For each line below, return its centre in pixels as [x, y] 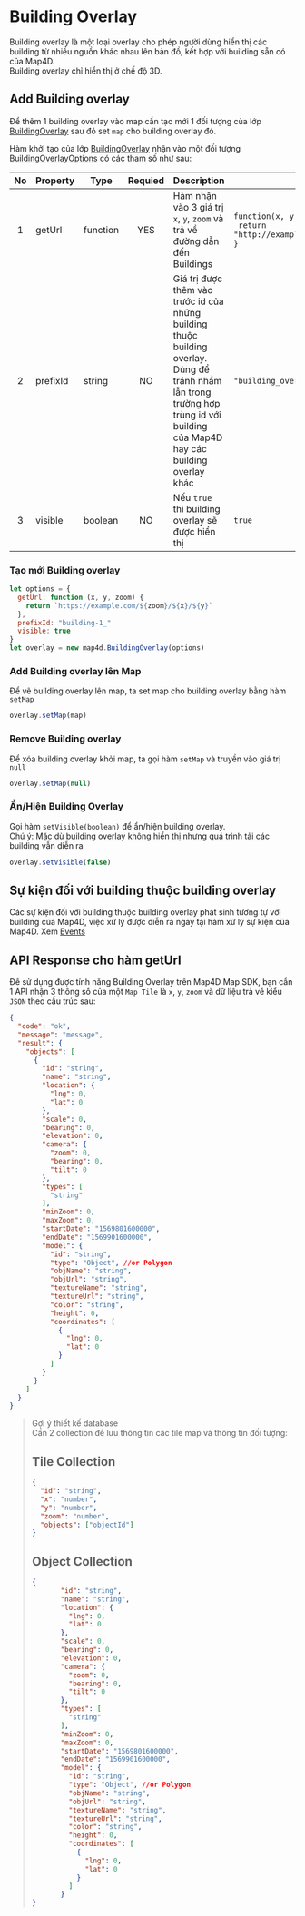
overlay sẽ [195, 520]
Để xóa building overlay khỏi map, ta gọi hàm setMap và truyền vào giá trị [145, 759]
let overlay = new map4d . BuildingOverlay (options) [107, 648]
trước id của [198, 301]
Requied [146, 181]
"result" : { [40, 1043]
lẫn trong [192, 392]
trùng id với [197, 415]
